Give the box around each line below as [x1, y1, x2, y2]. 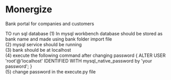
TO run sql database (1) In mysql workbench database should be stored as [5, 30, 163, 36]
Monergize [5, 4, 52, 15]
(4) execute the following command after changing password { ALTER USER [5, 52, 166, 58]
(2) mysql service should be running [5, 41, 82, 47]
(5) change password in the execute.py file [5, 68, 96, 75]
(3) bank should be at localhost [5, 47, 71, 53]
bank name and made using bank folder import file [5, 36, 112, 42]
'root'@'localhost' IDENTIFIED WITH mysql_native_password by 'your [5, 57, 153, 64]
